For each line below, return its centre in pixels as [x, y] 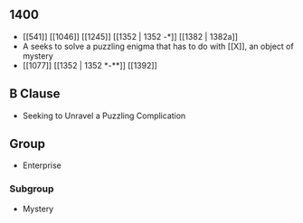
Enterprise [42, 165]
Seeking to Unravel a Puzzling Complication [104, 116]
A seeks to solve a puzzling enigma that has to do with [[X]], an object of [158, 46]
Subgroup [32, 189]
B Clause [35, 94]
